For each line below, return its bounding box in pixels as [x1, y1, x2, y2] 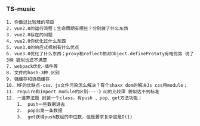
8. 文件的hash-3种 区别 [6, 70, 60, 76]
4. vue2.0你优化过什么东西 [6, 38, 66, 45]
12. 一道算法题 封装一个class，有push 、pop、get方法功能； [6, 95, 143, 101]
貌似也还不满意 [16, 57, 48, 64]
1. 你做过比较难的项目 [6, 20, 55, 26]
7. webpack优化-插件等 [6, 64, 59, 70]
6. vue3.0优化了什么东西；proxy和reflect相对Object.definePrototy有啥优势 [6, 51, 183, 57]
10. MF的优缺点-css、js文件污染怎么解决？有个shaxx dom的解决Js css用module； [6, 83, 188, 89]
